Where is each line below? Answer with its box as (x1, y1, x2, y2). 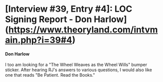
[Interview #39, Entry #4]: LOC (5, 3, 133, 15)
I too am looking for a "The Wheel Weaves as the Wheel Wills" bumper (5, 62, 147, 68)
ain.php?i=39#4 (5, 35, 72, 46)
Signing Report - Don (5, 14, 92, 25)
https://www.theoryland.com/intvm (8, 24, 158, 35)
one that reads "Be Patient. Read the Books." (5, 72, 95, 78)
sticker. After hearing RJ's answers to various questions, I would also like (5, 67, 152, 73)
